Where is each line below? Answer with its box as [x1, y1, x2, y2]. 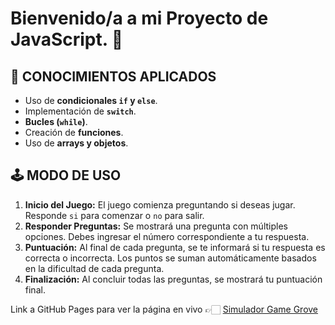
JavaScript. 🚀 [10, 28, 124, 51]
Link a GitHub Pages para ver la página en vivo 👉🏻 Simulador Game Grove [10, 303, 319, 315]
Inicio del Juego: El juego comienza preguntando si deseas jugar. [24, 198, 296, 211]
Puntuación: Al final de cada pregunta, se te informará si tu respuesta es [24, 241, 326, 253]
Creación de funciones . [24, 127, 124, 138]
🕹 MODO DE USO [10, 167, 122, 184]
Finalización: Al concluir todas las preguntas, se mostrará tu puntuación [24, 273, 323, 285]
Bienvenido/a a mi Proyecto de [10, 7, 269, 30]
